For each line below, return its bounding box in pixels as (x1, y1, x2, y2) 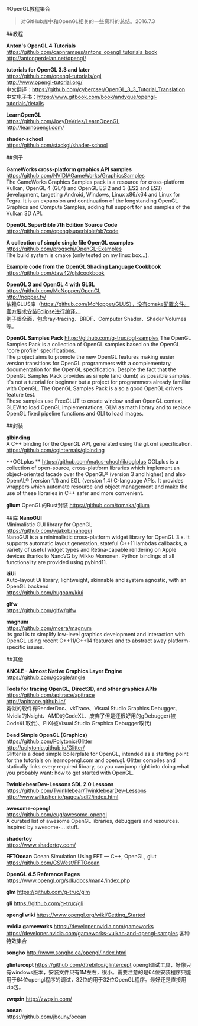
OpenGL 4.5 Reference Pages (6, 871, 80, 877)
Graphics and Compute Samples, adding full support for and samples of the (6, 204, 190, 210)
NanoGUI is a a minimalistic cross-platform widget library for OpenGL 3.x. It (6, 533, 190, 541)
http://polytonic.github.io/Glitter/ (6, 744, 85, 751)
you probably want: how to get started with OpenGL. (6, 769, 134, 776)
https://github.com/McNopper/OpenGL (6, 287, 101, 294)
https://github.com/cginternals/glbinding (6, 446, 105, 454)
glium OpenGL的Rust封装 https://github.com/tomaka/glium (6, 502, 150, 509)
